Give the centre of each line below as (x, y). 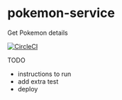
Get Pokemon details (38, 33)
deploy (28, 89)
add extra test (38, 81)
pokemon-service (61, 13)
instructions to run (44, 74)
